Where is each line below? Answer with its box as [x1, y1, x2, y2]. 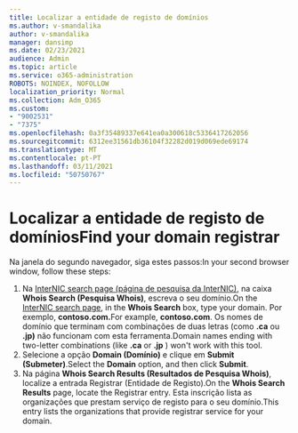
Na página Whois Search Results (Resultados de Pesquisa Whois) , [21, 368, 272, 379]
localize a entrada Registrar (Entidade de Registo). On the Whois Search [21, 378, 286, 389]
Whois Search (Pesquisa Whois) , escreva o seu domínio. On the [21, 293, 258, 303]
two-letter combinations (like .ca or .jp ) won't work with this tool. [21, 340, 262, 351]
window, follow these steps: [9, 266, 111, 277]
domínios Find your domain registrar [9, 228, 280, 247]
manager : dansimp [9, 37, 74, 47]
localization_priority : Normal [9, 87, 125, 96]
